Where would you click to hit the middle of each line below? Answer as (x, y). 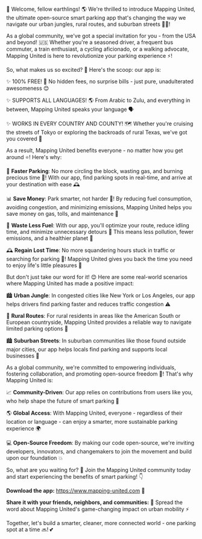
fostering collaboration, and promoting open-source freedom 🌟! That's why (100, 374)
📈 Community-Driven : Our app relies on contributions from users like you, (99, 392)
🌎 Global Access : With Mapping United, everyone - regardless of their (94, 413)
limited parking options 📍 (37, 329)
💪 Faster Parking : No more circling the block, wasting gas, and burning (95, 171)
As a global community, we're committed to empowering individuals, (91, 367)
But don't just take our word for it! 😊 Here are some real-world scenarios (97, 277)
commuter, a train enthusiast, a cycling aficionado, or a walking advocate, (98, 49)
